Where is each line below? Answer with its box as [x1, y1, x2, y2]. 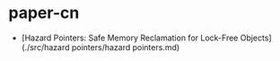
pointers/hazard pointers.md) [71, 41, 180, 52]
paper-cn [8, 3, 80, 23]
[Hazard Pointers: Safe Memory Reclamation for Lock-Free [21, 32, 239, 43]
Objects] [240, 32, 272, 43]
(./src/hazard [21, 41, 70, 52]
